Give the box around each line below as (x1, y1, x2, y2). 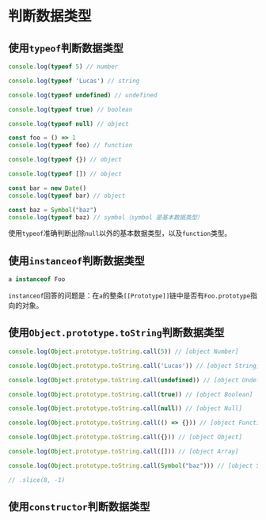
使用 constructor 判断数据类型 (8, 500, 150, 514)
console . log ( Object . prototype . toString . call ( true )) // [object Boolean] (8, 390, 253, 398)
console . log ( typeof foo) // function (8, 142, 133, 150)
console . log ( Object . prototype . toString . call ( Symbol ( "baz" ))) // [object (8, 461, 253, 469)
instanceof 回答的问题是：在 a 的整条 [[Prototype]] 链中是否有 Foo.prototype (8, 290, 251, 301)
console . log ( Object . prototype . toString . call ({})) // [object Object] (8, 433, 243, 442)
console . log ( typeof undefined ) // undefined (8, 91, 158, 99)
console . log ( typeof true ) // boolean (8, 105, 133, 113)
